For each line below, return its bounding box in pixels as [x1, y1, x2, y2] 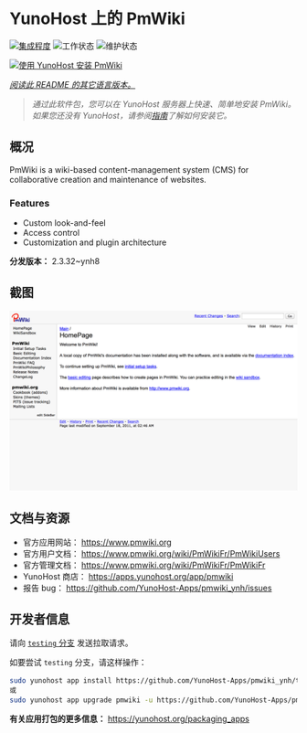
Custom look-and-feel [22, 218, 107, 228]
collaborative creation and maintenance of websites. [9, 174, 207, 185]
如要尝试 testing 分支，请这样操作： [9, 657, 147, 668]
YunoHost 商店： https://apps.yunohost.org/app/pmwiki [22, 570, 234, 581]
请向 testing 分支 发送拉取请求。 [9, 637, 133, 649]
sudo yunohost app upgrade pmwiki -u [9, 696, 153, 705]
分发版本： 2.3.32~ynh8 [9, 256, 101, 267]
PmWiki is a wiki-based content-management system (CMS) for [9, 164, 249, 175]
